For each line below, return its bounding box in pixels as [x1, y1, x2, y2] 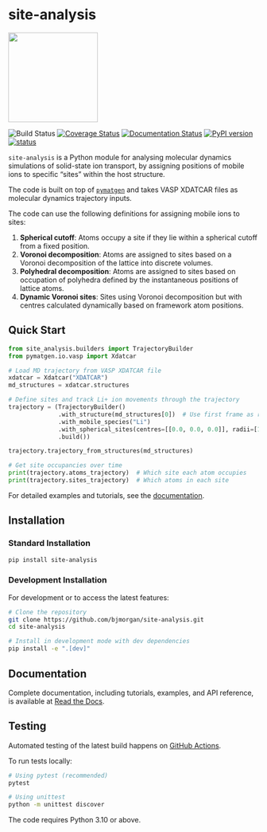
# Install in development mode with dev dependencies [8, 638, 191, 646]
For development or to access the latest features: [8, 592, 169, 602]
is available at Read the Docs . [8, 696, 105, 706]
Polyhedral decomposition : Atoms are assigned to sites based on [19, 266, 236, 276]
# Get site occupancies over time [8, 461, 123, 469]
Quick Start [8, 324, 66, 337]
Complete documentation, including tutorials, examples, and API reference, [8, 688, 254, 697]
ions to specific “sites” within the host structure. [8, 169, 165, 179]
